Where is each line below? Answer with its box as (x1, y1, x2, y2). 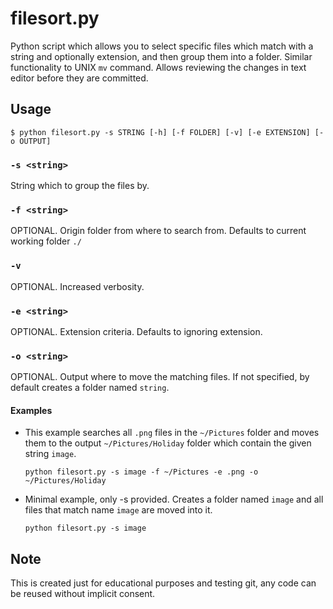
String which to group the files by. (10, 180, 150, 192)
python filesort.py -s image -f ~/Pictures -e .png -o (24, 467, 259, 477)
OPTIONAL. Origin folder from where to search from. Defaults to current (10, 225, 307, 237)
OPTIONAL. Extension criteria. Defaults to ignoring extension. (10, 325, 263, 337)
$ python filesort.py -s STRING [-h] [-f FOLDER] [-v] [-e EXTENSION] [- (10, 127, 325, 137)
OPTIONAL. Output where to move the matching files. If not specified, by (10, 371, 310, 383)
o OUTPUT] (10, 136, 52, 146)
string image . (24, 448, 77, 460)
